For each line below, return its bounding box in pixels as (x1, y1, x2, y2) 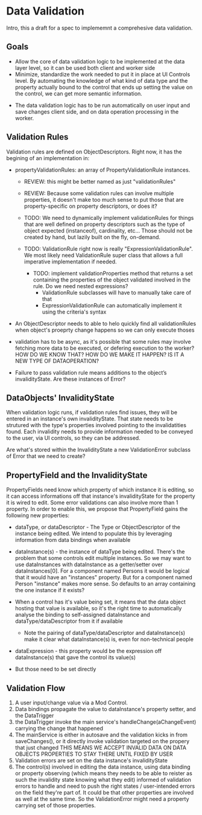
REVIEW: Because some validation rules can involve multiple (24, 189, 174, 197)
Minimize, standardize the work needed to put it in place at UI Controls (14, 71, 191, 78)
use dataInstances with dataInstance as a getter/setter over (14, 561, 163, 569)
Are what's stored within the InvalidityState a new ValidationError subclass (6, 446, 191, 454)
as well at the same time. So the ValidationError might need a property (14, 796, 189, 802)
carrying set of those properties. (14, 802, 96, 809)
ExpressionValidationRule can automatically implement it (42, 301, 182, 309)
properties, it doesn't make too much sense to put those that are (24, 196, 184, 203)
